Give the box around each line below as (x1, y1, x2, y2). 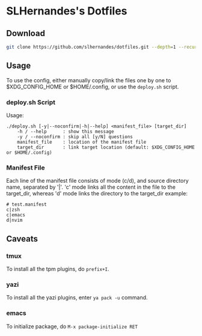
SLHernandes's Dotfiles (6, 4, 127, 18)
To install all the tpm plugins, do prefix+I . (6, 265, 109, 272)
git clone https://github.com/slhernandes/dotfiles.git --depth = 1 (6, 44, 176, 50)
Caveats (6, 233, 38, 244)
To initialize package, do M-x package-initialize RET (6, 323, 138, 330)
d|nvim (6, 218, 23, 224)
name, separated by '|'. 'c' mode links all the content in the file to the (6, 183, 176, 191)
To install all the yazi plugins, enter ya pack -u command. (6, 294, 148, 301)
